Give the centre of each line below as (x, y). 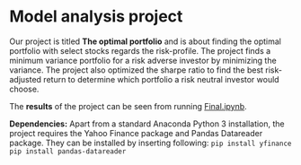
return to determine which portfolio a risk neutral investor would (162, 79)
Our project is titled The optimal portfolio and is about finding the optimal (145, 41)
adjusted (26, 79)
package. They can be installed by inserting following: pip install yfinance (150, 143)
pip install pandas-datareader (68, 151)
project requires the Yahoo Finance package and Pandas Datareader (136, 133)
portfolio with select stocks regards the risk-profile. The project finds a (140, 50)
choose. (24, 89)
